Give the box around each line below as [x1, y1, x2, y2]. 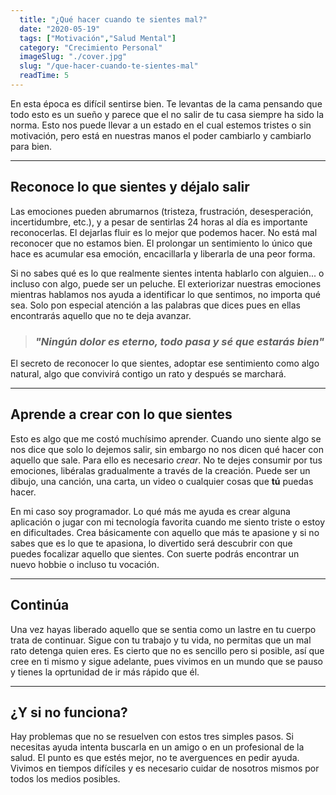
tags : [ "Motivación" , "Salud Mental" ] [19, 33, 177, 43]
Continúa [10, 597, 70, 614]
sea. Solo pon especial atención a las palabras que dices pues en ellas [10, 299, 301, 311]
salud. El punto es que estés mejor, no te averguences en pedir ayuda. [10, 752, 300, 764]
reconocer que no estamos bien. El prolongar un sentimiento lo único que [10, 237, 313, 249]
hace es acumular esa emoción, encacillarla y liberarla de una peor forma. [10, 247, 316, 260]
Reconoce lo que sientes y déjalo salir [10, 179, 250, 196]
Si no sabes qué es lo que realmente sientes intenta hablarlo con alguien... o [10, 267, 325, 279]
